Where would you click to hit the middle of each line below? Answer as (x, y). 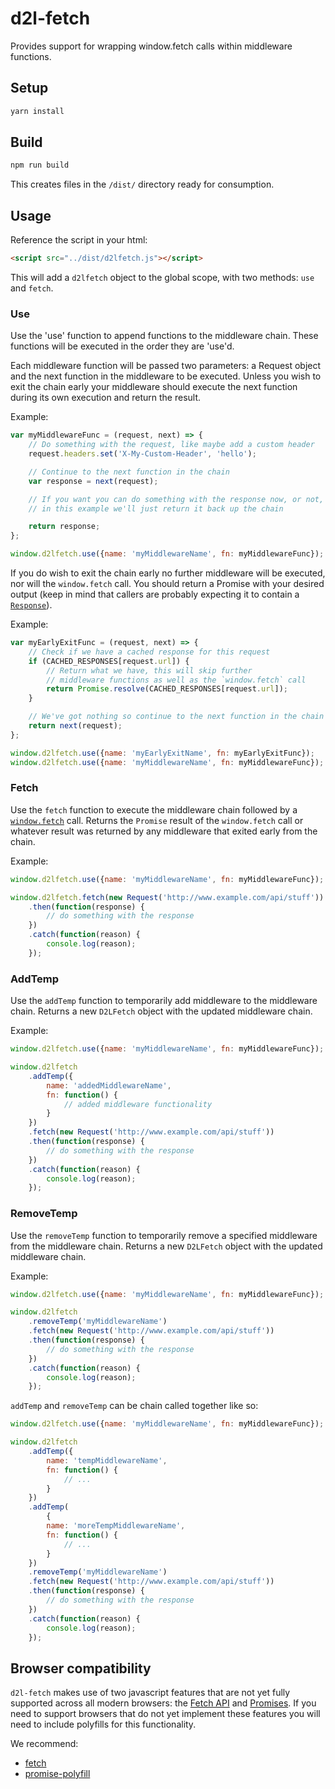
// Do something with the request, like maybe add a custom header (171, 445)
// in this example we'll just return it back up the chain (156, 508)
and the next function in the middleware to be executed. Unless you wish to (166, 376)
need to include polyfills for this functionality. (103, 1724)
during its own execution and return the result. (106, 398)
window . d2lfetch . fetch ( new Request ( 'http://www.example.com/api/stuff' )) (167, 897)
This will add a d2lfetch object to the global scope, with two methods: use (162, 277)
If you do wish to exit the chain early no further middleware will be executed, (168, 573)
